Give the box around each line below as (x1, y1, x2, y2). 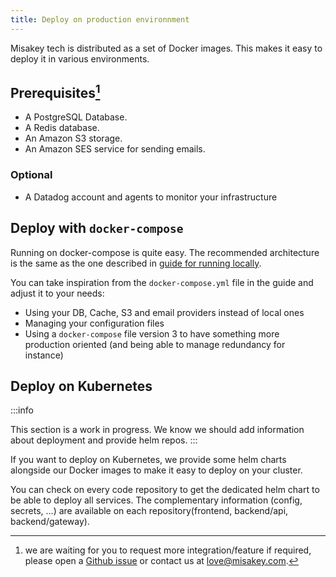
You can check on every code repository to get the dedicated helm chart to (10, 484, 320, 496)
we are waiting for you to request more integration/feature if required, (24, 544, 312, 556)
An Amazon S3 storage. (24, 132, 123, 145)
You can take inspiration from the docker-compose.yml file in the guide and (10, 276, 314, 288)
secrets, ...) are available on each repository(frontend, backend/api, (10, 505, 289, 517)
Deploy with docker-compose (10, 220, 184, 237)
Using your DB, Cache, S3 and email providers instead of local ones (24, 306, 305, 318)
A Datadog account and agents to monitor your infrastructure (24, 191, 278, 203)
